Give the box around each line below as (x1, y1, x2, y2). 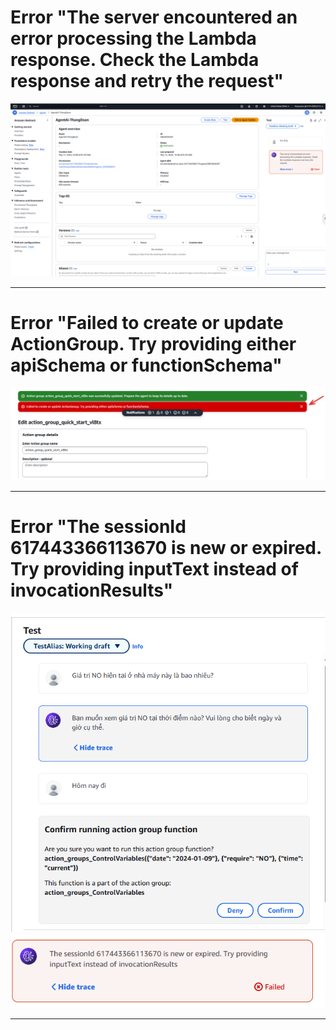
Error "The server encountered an (10, 6, 298, 29)
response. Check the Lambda (10, 49, 260, 71)
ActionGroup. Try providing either (10, 332, 297, 355)
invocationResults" (10, 579, 174, 601)
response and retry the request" (10, 70, 284, 93)
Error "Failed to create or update (10, 311, 284, 334)
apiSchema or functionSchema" (10, 354, 283, 376)
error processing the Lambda (10, 27, 257, 50)
